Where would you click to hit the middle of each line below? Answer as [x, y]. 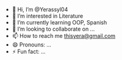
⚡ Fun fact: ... [29, 51]
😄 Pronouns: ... [32, 45]
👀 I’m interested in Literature [48, 16]
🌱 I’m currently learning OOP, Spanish [59, 22]
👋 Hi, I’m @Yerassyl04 [40, 9]
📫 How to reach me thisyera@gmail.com [64, 36]
